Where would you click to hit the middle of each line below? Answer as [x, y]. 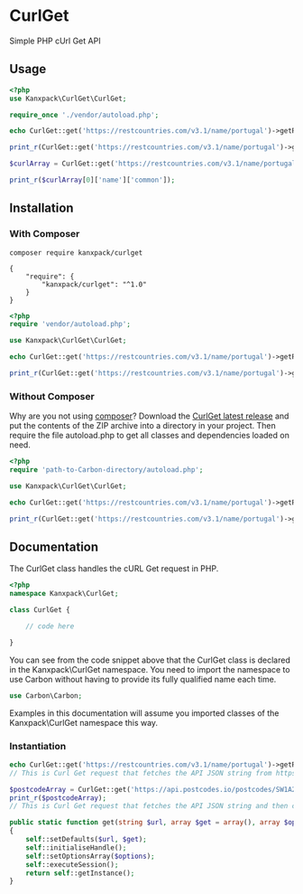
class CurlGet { [40, 610]
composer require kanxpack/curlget [76, 253]
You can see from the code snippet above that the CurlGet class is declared [150, 660]
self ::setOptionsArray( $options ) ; [90, 856]
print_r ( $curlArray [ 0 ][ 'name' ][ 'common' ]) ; [92, 180]
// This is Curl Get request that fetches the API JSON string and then [149, 806]
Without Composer [52, 396]
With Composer [45, 234]
